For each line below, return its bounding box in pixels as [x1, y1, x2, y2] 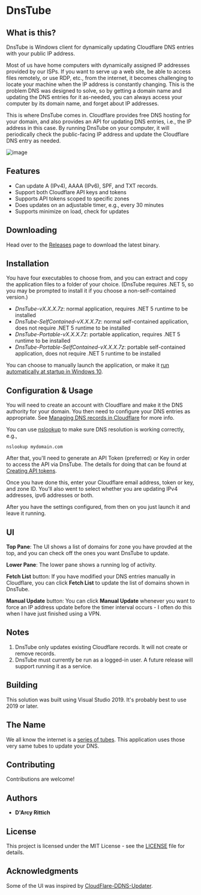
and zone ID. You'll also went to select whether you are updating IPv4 [6, 485, 178, 493]
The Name [6, 720, 46, 730]
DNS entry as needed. [6, 137, 61, 144]
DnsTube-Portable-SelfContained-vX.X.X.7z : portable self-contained [14, 343, 186, 351]
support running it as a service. [14, 662, 92, 669]
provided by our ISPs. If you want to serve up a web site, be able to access [6, 68, 191, 75]
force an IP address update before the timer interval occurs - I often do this [6, 604, 192, 611]
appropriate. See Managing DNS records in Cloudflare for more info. [6, 414, 175, 422]
